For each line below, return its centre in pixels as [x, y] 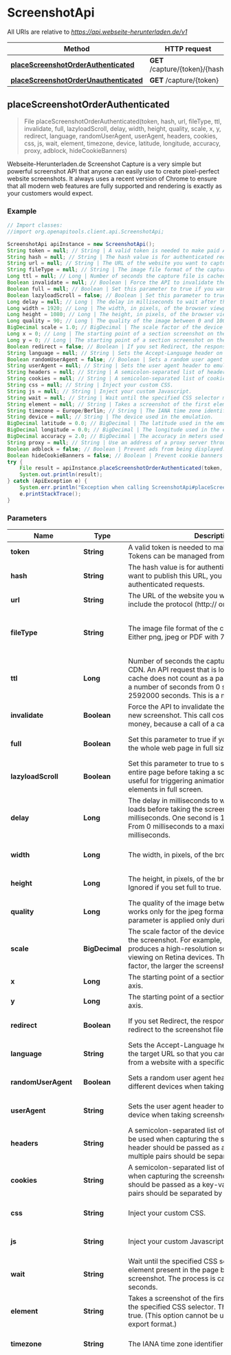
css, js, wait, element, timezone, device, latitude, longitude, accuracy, [122, 143]
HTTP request [188, 48]
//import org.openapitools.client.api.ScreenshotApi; [86, 231]
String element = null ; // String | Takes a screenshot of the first [109, 404]
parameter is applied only [169, 920]
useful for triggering [161, 780]
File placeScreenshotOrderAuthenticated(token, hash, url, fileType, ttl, [123, 121]
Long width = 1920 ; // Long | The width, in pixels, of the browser [107, 308]
